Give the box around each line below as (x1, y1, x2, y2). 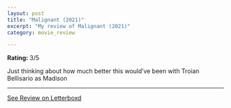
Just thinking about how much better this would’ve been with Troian (7, 67, 199, 75)
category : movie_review (7, 29, 76, 36)
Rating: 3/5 (7, 54, 40, 62)
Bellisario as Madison (7, 75, 67, 83)
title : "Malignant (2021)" (7, 16, 85, 23)
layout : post (7, 10, 45, 17)
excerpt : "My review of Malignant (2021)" (7, 23, 131, 29)
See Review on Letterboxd (7, 94, 82, 103)
